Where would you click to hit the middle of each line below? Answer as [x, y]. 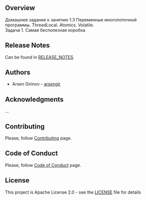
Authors [18, 73]
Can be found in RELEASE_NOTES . [40, 57]
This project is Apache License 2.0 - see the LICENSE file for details [73, 192]
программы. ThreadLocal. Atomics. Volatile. [50, 25]
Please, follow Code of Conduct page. [43, 165]
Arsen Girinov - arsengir [36, 84]
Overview [20, 8]
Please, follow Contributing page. [38, 138]
